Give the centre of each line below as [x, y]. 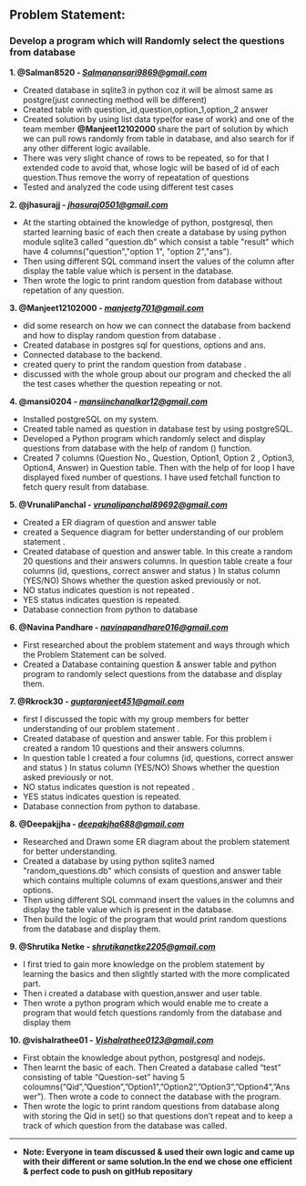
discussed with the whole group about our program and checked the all [157, 374]
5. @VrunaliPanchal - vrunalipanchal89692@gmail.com [118, 505]
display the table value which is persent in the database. [128, 270]
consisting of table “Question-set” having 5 [103, 1077]
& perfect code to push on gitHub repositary [107, 1170]
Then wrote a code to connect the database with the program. [164, 1096]
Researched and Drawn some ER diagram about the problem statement [156, 841]
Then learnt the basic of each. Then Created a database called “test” [152, 1067]
